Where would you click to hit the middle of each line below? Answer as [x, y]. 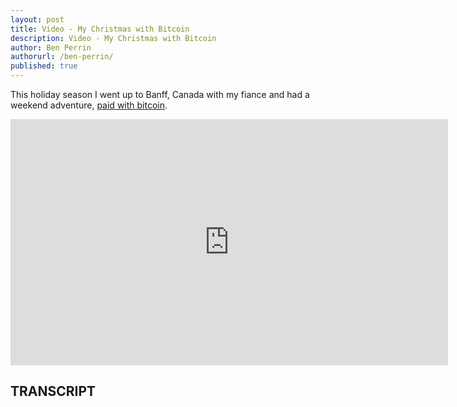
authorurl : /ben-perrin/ [62, 57]
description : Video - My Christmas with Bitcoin [113, 38]
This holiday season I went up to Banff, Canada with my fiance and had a [160, 94]
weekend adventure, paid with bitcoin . [89, 105]
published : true [44, 66]
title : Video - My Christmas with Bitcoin [100, 29]
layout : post [37, 19]
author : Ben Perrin [51, 47]
